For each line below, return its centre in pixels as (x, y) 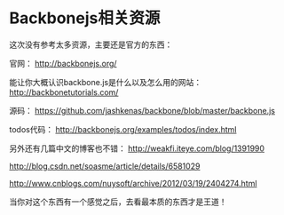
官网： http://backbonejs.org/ (63, 63)
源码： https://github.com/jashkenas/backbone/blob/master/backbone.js (142, 110)
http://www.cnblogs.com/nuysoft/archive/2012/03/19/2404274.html (133, 183)
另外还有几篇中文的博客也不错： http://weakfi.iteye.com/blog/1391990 (137, 148)
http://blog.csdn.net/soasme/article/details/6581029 (105, 166)
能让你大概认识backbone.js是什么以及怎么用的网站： (106, 82)
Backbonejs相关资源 (85, 18)
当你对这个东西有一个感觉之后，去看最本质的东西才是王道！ (118, 202)
